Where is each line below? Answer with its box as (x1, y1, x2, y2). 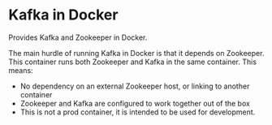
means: (8, 65, 34, 75)
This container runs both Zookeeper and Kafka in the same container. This (8, 57, 257, 67)
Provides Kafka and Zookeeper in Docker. (8, 32, 148, 42)
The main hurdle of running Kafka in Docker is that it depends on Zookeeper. (8, 48, 265, 58)
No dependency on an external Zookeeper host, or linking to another (19, 81, 250, 91)
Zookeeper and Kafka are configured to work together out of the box (19, 98, 250, 108)
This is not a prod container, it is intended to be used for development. (19, 107, 256, 117)
